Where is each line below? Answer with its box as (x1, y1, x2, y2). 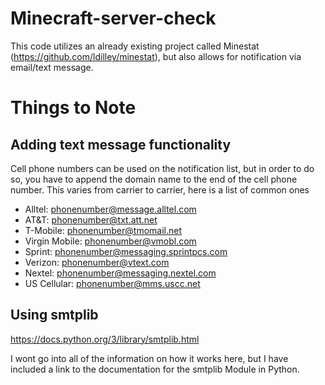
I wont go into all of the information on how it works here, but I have (10, 352, 289, 364)
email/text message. (10, 61, 94, 73)
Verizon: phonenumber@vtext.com (24, 256, 170, 268)
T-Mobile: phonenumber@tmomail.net (24, 224, 182, 236)
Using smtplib (10, 307, 99, 324)
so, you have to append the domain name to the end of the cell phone (10, 173, 298, 185)
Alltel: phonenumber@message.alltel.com (24, 203, 197, 215)
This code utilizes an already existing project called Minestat (10, 40, 260, 52)
